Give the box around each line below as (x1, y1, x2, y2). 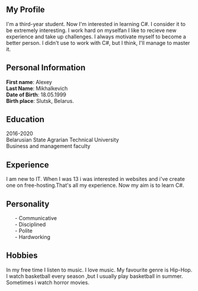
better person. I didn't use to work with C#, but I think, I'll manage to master (6, 39, 190, 46)
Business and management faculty (6, 143, 90, 150)
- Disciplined (14, 221, 46, 228)
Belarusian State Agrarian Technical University (6, 136, 119, 144)
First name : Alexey (6, 78, 52, 85)
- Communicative (14, 215, 57, 222)
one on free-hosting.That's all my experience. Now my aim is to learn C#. (6, 182, 184, 189)
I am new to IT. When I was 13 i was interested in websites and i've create (6, 176, 185, 183)
